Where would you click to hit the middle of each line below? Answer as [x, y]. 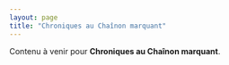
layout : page [34, 17]
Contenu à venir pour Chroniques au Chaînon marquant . [115, 51]
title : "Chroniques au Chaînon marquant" [88, 26]
